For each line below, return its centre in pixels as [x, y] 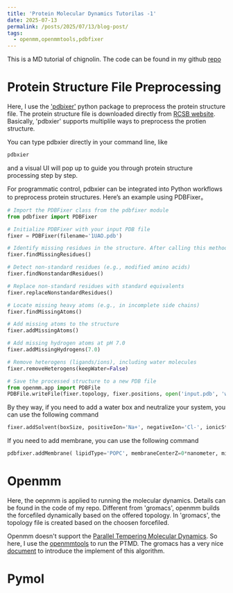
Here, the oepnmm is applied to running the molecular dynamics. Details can [116, 500]
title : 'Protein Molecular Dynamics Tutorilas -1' [82, 14]
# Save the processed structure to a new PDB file [82, 381]
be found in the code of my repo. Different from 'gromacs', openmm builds [113, 508]
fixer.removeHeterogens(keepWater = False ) [68, 369]
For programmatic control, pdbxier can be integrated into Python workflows [115, 189]
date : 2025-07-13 [32, 20]
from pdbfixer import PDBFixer [52, 217]
